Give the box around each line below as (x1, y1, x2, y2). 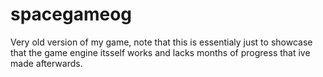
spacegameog (10, 3, 133, 26)
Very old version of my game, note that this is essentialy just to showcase (10, 36, 313, 48)
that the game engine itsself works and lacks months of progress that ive (10, 46, 311, 58)
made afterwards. (10, 57, 83, 69)
